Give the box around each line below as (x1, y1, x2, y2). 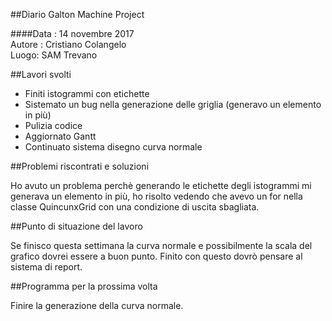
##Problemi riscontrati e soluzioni (10, 160, 150, 172)
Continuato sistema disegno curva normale (24, 141, 203, 153)
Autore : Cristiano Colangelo (10, 39, 127, 50)
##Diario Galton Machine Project (10, 9, 145, 20)
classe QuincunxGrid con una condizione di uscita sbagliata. (10, 201, 260, 213)
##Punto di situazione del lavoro (10, 220, 143, 232)
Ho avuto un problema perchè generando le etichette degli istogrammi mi (10, 180, 312, 191)
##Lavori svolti (10, 69, 72, 80)
